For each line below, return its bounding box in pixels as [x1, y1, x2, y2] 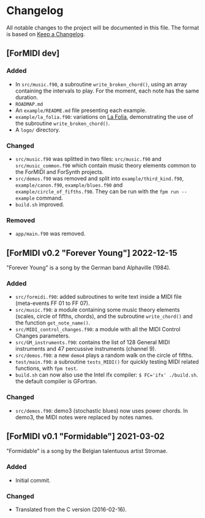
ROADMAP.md [15, 101, 43, 107]
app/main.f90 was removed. [15, 230, 86, 238]
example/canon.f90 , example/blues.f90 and [15, 181, 123, 189]
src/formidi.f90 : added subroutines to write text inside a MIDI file [15, 293, 182, 301]
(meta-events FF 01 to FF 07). [15, 299, 90, 307]
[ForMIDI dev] [6, 48, 60, 59]
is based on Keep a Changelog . [6, 30, 86, 37]
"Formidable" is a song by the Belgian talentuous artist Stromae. [6, 448, 168, 455]
